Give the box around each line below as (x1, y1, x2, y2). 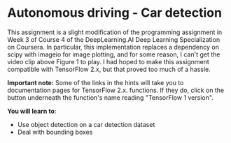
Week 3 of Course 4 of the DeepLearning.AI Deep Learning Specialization (7, 35, 220, 43)
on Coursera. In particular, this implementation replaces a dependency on (7, 43, 219, 51)
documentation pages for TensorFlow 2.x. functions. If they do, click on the (7, 86, 225, 94)
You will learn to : (7, 107, 57, 115)
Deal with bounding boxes (17, 128, 93, 136)
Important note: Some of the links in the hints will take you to (7, 78, 184, 86)
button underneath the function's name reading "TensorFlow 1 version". (7, 93, 213, 102)
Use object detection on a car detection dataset (17, 120, 155, 128)
